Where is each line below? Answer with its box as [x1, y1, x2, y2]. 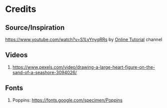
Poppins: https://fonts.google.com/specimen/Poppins [12, 97, 123, 103]
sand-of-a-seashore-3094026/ [12, 69, 77, 75]
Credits [5, 3, 36, 15]
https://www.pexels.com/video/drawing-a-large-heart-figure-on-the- [12, 64, 156, 70]
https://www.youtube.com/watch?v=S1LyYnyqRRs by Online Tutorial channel [5, 36, 163, 42]
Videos [5, 51, 28, 59]
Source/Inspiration [5, 23, 65, 32]
